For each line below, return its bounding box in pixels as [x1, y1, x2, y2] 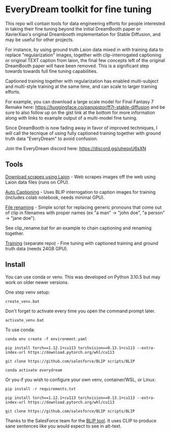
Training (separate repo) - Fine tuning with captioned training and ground [5, 240, 158, 246]
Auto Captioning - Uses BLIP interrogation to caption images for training [5, 189, 156, 195]
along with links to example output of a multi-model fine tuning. [5, 114, 138, 121]
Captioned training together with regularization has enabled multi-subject [5, 78, 159, 84]
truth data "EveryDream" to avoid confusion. [5, 135, 98, 141]
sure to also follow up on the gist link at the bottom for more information [5, 109, 156, 115]
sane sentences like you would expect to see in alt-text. [5, 423, 122, 429]
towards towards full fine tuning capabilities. [5, 68, 98, 74]
